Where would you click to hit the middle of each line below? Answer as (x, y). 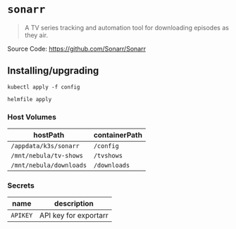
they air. (36, 35)
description (74, 204)
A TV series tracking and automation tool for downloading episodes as (126, 27)
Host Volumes (32, 117)
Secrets (21, 185)
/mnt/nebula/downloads (49, 165)
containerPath (118, 135)
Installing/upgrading (53, 71)
